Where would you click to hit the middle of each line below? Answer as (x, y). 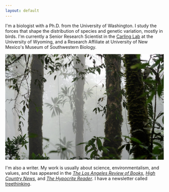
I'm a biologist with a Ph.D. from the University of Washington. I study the (81, 26)
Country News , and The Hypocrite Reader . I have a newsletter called (76, 178)
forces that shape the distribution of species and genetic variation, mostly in (84, 31)
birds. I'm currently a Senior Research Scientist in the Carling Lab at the (79, 36)
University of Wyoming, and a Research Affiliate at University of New (76, 42)
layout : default (22, 11)
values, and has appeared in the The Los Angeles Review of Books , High (80, 173)
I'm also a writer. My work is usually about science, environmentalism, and (82, 168)
